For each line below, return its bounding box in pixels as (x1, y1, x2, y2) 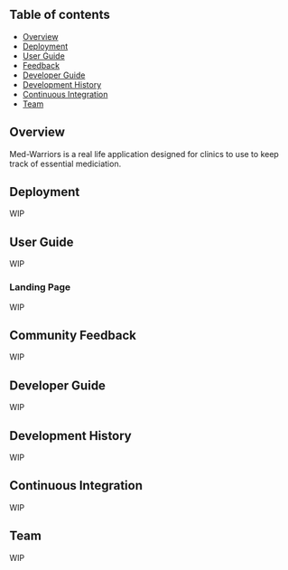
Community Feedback (9, 327, 137, 342)
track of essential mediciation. (9, 158, 122, 169)
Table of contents (9, 7, 110, 23)
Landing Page (9, 281, 71, 294)
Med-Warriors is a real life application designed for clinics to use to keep (9, 148, 280, 159)
